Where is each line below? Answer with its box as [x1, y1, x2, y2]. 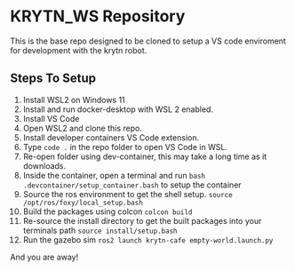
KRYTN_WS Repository [10, 6, 186, 27]
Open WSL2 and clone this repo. [22, 123, 143, 133]
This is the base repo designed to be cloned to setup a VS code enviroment [10, 36, 287, 46]
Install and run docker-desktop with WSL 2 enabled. [22, 104, 214, 115]
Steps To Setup [10, 71, 97, 86]
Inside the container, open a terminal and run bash [22, 170, 205, 180]
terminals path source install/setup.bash [22, 225, 178, 235]
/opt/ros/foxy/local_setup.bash [22, 198, 143, 207]
